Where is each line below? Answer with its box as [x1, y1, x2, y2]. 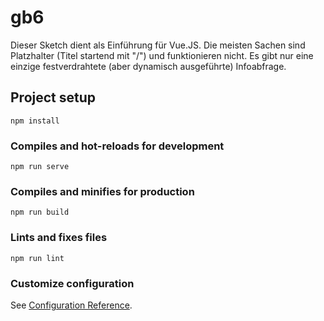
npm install [10, 116, 60, 126]
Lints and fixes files [10, 231, 108, 245]
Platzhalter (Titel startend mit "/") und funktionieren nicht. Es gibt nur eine [10, 49, 314, 61]
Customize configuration [10, 276, 135, 290]
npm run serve [10, 162, 70, 172]
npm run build [10, 207, 70, 218]
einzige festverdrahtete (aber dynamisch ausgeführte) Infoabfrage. [10, 60, 287, 72]
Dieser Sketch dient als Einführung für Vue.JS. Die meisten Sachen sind [10, 39, 306, 51]
